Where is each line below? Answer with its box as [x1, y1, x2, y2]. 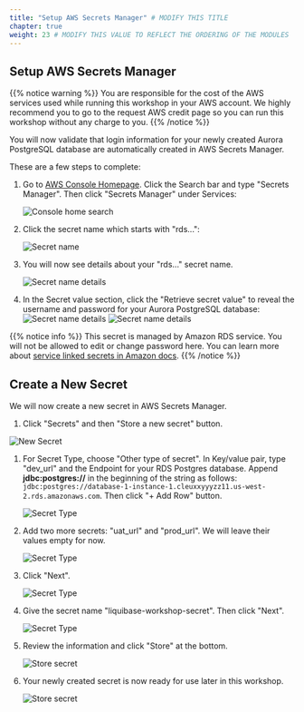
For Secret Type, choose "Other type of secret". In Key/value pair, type [22, 454, 287, 463]
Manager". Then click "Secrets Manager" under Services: [22, 189, 237, 200]
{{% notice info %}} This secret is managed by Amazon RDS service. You [9, 331, 282, 342]
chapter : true [9, 22, 63, 31]
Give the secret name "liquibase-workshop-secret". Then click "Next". [22, 605, 285, 616]
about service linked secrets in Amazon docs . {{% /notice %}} [9, 350, 242, 361]
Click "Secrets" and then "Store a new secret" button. [22, 418, 223, 429]
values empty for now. [22, 535, 106, 545]
